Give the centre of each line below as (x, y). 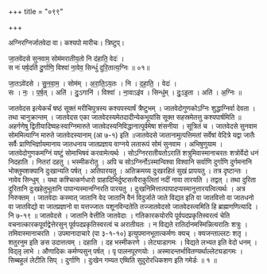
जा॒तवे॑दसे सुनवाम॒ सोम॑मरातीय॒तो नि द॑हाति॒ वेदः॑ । (66, 58)
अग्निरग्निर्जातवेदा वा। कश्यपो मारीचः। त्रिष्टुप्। (66, 42)
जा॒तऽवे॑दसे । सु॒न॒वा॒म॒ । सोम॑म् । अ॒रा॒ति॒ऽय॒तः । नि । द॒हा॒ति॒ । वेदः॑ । (93, 83)
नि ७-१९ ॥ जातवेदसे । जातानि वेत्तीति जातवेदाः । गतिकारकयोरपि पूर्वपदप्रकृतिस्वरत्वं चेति (119, 215)
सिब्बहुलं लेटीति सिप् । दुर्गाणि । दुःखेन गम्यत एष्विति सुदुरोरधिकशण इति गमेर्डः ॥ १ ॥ (112, 260)
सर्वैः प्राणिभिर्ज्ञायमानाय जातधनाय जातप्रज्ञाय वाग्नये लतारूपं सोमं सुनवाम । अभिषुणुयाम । (116, 144)
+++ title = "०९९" (36, 12)
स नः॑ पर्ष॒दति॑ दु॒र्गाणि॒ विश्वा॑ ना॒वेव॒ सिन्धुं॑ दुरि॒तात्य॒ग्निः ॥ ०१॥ (79, 68)
